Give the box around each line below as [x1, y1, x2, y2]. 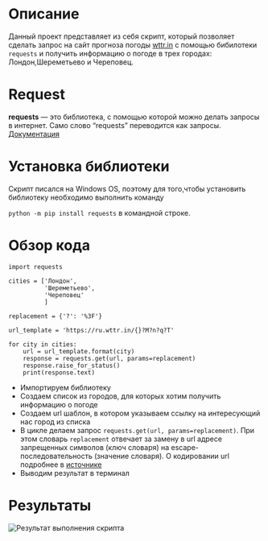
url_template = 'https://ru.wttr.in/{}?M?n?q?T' [8, 326, 175, 334]
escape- [171, 442, 200, 452]
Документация [8, 129, 60, 138]
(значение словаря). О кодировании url [93, 451, 229, 460]
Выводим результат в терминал [19, 468, 130, 477]
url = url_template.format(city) [23, 347, 135, 355]
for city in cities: [8, 340, 78, 349]
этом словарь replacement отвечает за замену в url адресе [19, 434, 223, 444]
